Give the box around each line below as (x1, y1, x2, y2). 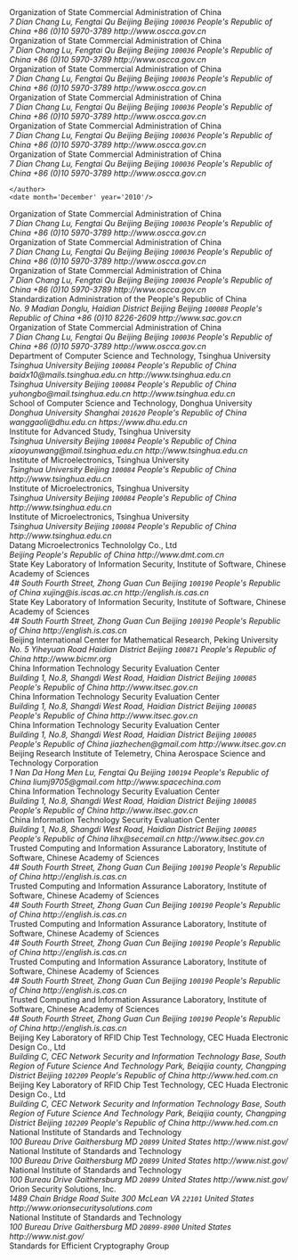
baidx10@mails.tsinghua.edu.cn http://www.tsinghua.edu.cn (9, 370, 231, 380)
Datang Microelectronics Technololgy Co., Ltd (9, 540, 178, 550)
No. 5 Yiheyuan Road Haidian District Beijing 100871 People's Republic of (9, 644, 277, 654)
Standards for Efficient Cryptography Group (9, 1240, 170, 1251)
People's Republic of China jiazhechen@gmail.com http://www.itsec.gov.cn (9, 739, 286, 749)
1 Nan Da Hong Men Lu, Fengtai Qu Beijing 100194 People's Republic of (9, 767, 270, 777)
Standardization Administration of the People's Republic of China (9, 294, 247, 304)
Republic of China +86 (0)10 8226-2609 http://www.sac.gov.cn (9, 313, 243, 323)
